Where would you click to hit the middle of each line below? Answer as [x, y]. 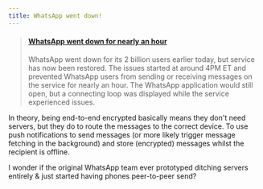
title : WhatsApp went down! [55, 16]
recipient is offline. [39, 152]
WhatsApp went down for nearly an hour [97, 42]
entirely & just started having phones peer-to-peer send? [103, 176]
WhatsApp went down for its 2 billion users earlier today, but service [141, 59]
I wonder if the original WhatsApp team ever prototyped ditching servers [128, 167]
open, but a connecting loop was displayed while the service [128, 93]
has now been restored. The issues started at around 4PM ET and [137, 68]
